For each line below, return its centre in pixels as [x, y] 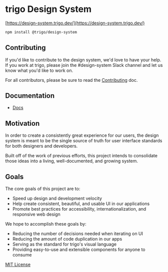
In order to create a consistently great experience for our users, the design [82, 135]
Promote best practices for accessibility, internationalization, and [79, 209]
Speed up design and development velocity [57, 199]
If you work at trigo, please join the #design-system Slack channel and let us [84, 65]
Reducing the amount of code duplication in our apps [67, 239]
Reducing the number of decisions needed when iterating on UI [78, 234]
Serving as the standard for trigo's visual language [64, 244]
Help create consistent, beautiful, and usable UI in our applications [81, 204]
